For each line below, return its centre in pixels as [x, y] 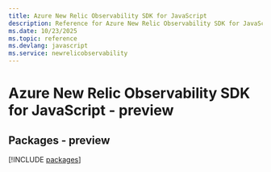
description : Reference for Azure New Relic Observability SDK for [124, 23]
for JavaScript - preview [91, 111]
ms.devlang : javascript [48, 46]
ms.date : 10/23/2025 [43, 31]
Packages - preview [59, 140]
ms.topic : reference [43, 38]
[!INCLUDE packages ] [45, 159]
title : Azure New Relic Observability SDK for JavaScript [108, 16]
